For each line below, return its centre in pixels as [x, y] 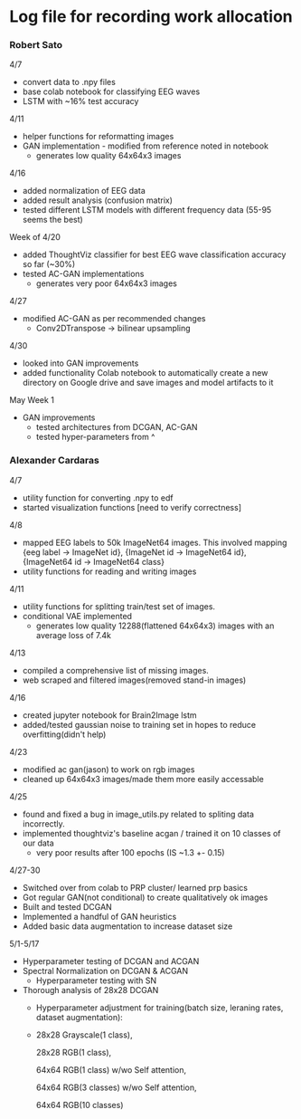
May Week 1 [32, 400]
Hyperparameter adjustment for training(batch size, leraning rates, [160, 1008]
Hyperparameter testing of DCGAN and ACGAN [111, 961]
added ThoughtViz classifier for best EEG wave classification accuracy [154, 254]
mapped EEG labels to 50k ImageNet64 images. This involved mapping [155, 542]
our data [38, 843]
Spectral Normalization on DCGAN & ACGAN [105, 971]
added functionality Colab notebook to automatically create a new [145, 373]
